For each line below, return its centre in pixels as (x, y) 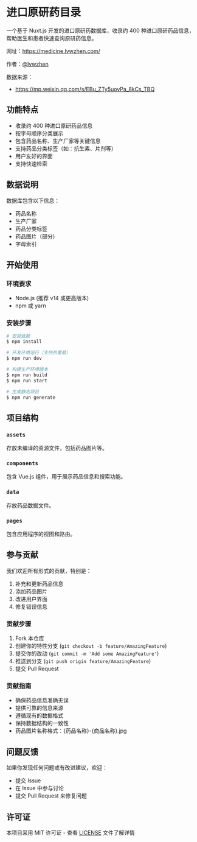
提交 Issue (28, 781)
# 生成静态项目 (23, 391)
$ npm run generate (31, 397)
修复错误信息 (31, 606)
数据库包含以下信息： (33, 200)
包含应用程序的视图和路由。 (41, 534)
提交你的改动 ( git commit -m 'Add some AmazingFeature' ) (87, 654)
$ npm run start (27, 381)
